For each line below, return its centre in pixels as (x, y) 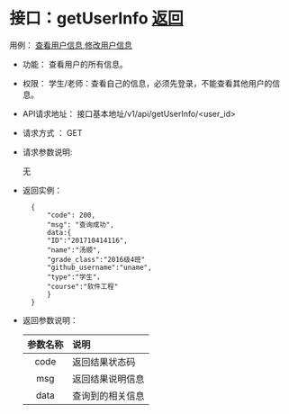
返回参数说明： (50, 319)
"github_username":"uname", (99, 267)
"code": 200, (71, 215)
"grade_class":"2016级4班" (96, 259)
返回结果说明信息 (108, 379)
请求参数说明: (47, 152)
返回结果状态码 (104, 362)
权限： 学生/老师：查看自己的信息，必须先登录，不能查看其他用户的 (147, 83)
